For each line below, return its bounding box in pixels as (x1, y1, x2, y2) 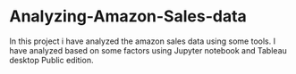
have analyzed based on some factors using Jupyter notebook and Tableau (9, 45, 288, 55)
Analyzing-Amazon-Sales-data (9, 6, 248, 27)
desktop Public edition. (9, 54, 94, 65)
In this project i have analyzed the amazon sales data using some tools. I (9, 36, 275, 46)
